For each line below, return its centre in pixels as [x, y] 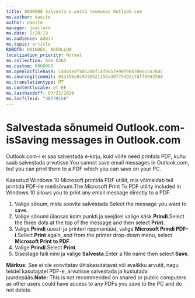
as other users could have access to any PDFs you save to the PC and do [94, 283]
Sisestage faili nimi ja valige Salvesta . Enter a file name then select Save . [102, 254]
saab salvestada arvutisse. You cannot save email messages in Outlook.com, [98, 162]
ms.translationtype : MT [35, 83]
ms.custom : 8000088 [30, 66]
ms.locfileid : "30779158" [37, 98]
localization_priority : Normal [44, 55]
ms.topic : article [28, 44]
